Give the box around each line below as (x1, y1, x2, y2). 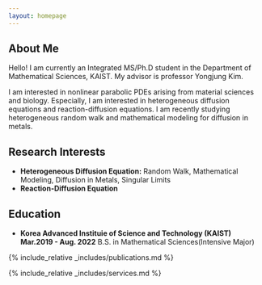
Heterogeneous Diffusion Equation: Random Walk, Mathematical (19, 166, 239, 176)
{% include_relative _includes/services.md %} (8, 268, 162, 279)
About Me (8, 42, 59, 56)
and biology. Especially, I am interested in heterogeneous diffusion (8, 96, 230, 106)
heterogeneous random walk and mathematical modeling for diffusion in (8, 113, 249, 123)
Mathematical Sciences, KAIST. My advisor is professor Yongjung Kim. (8, 72, 244, 82)
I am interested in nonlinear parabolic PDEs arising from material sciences (8, 87, 255, 97)
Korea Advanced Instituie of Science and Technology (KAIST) (19, 228, 232, 238)
